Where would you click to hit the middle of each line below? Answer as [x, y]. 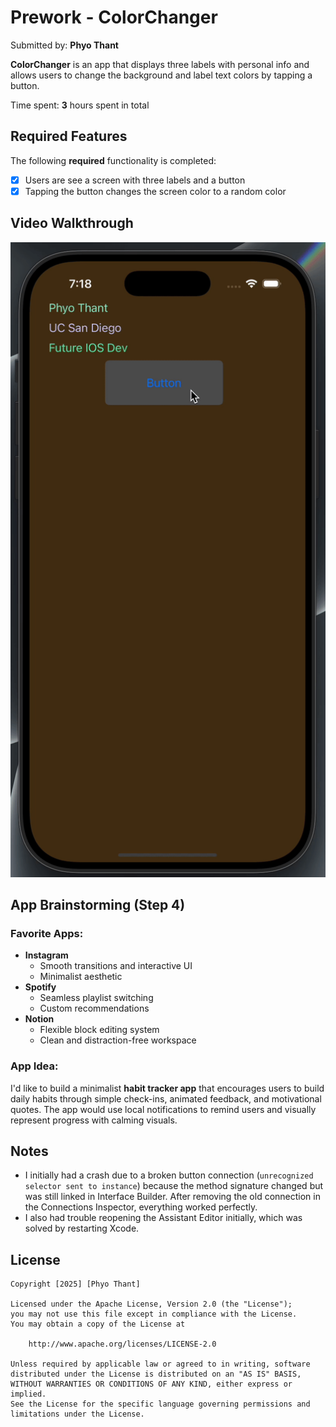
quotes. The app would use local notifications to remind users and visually [163, 1109]
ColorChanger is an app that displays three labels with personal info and [160, 64]
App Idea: [34, 1066]
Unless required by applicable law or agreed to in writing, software [160, 1364]
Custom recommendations [94, 1008]
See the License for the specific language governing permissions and [160, 1404]
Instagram [46, 955]
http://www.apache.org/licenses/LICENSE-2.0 [122, 1344]
